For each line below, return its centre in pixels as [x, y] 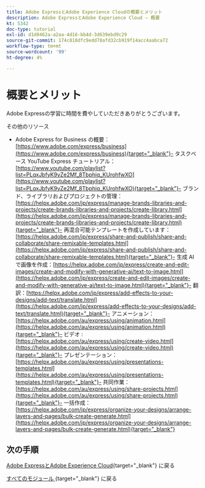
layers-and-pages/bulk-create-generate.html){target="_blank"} [95, 429]
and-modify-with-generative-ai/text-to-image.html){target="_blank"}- [103, 285]
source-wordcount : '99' [37, 52]
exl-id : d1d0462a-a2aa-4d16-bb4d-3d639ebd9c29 [67, 35]
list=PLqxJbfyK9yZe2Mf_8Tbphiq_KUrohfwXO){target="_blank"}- [98, 188]
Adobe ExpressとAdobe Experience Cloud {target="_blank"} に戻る [91, 465]
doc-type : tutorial [31, 29]
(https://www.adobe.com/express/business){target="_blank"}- [94, 153]
